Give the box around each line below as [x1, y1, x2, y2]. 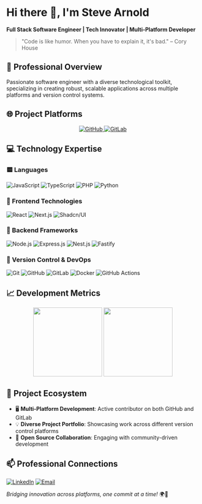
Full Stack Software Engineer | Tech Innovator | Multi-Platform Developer [6, 26, 196, 33]
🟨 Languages [6, 165, 48, 174]
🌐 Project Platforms [6, 109, 83, 119]
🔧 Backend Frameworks [6, 226, 78, 235]
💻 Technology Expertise [6, 143, 102, 154]
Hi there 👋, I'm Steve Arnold [6, 6, 150, 20]
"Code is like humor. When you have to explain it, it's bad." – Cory [21, 37, 187, 45]
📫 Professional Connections [6, 459, 118, 469]
